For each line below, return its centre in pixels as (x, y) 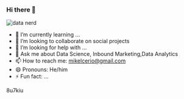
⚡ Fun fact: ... (32, 77)
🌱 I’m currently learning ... (48, 35)
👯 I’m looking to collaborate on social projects (72, 41)
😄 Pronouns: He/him (41, 70)
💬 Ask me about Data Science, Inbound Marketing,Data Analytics (97, 54)
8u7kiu (15, 90)
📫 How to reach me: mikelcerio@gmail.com (70, 61)
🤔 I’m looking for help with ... (51, 47)
